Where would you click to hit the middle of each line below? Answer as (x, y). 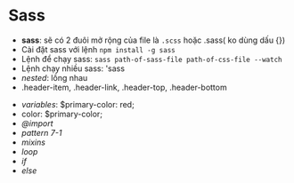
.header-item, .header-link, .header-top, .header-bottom (124, 87)
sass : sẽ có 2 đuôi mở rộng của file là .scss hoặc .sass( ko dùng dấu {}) (153, 40)
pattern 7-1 (41, 132)
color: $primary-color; (62, 114)
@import (37, 123)
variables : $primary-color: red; (78, 104)
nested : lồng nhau (54, 77)
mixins (33, 142)
